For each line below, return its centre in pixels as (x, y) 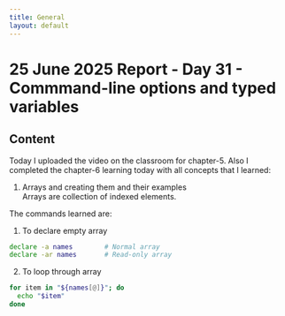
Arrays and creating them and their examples (104, 187)
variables (44, 106)
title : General (37, 17)
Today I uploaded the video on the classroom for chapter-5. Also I (129, 161)
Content (32, 139)
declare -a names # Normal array (85, 247)
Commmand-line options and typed (143, 88)
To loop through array (62, 272)
